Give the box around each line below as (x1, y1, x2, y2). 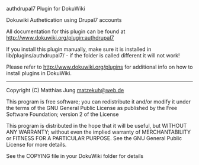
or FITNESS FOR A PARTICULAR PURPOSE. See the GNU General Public (6, 135, 182, 141)
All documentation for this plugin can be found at (6, 28, 126, 35)
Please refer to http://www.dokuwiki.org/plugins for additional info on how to (6, 63, 194, 70)
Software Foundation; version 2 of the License (6, 111, 119, 118)
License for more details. (6, 141, 67, 148)
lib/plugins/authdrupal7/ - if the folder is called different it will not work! (6, 52, 180, 59)
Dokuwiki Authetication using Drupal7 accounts (6, 17, 122, 23)
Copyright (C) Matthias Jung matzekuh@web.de (6, 87, 124, 93)
